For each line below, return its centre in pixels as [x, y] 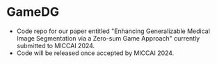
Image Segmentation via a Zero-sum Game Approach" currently [108, 38]
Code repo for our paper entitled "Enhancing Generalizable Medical [113, 31]
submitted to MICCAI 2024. [56, 45]
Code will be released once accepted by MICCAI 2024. [95, 53]
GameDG [33, 12]
